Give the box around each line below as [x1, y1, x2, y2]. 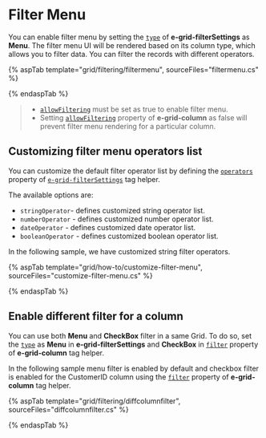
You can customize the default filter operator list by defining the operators [8, 166, 254, 176]
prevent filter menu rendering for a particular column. [39, 121, 216, 131]
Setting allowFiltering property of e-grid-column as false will [39, 112, 248, 122]
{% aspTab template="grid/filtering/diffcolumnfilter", [8, 395, 181, 406]
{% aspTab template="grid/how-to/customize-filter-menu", [8, 262, 203, 272]
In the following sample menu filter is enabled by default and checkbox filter [8, 363, 259, 373]
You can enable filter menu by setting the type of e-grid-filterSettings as [8, 32, 250, 42]
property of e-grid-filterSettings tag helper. [8, 174, 160, 184]
